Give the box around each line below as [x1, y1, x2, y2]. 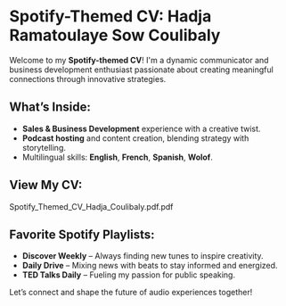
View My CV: [9, 178, 83, 193]
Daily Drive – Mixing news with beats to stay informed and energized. [21, 261, 278, 271]
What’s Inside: [9, 100, 91, 115]
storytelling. [21, 142, 67, 153]
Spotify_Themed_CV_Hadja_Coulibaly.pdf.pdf [9, 201, 174, 211]
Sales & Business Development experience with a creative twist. [21, 123, 261, 134]
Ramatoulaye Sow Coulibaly [9, 25, 221, 45]
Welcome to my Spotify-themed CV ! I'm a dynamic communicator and [9, 54, 269, 65]
